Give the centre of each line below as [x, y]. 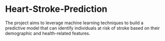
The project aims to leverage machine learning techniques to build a [74, 23]
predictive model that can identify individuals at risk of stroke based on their [82, 28]
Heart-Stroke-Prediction [56, 9]
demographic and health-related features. [48, 33]
